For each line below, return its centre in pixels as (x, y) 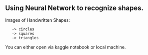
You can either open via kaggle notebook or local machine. (66, 47)
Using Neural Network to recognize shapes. (74, 8)
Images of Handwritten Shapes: (38, 20)
